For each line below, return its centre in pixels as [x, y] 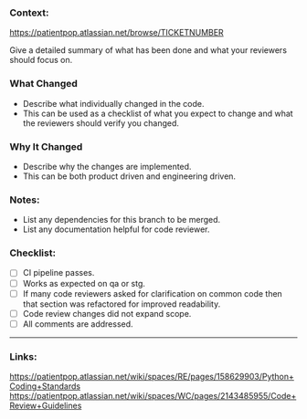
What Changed [43, 84]
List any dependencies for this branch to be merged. [122, 220]
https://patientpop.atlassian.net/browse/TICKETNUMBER [116, 33]
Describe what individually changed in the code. [113, 103]
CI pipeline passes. [58, 273]
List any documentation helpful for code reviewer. [116, 229]
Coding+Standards [45, 386]
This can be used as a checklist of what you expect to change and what [158, 113]
